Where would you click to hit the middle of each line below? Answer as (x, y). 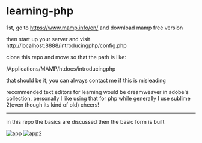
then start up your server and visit (48, 39)
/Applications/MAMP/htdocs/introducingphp (61, 69)
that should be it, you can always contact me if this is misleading (86, 80)
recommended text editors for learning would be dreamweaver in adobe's (98, 92)
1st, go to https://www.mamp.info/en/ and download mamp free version (95, 28)
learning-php (40, 11)
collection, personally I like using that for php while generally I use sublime (98, 98)
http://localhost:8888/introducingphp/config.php (67, 45)
